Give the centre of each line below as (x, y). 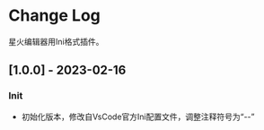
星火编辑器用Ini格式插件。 (56, 41)
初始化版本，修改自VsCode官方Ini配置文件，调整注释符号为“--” (138, 117)
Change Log (54, 16)
